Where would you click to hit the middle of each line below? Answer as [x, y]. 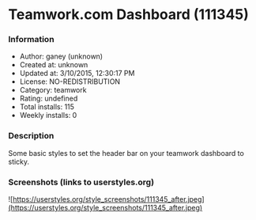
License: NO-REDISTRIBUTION [70, 82]
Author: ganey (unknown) [61, 56]
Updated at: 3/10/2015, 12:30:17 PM [77, 74]
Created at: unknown [54, 65]
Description [31, 136]
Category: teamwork [53, 90]
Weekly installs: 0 [48, 116]
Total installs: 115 [47, 107]
